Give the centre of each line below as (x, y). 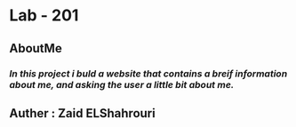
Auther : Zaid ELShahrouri (82, 113)
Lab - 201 (44, 16)
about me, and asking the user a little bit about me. (122, 84)
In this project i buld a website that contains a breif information (148, 74)
